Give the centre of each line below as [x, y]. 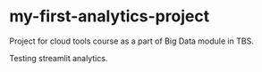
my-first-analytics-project [110, 16]
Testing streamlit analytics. [59, 58]
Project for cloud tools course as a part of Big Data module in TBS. [132, 41]
